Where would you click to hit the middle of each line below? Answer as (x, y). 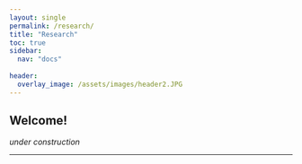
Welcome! (38, 121)
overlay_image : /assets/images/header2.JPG (100, 84)
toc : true (28, 43)
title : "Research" (44, 34)
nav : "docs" (40, 59)
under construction (45, 142)
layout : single (38, 17)
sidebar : (26, 51)
